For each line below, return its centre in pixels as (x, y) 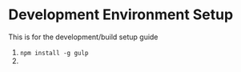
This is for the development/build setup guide (83, 37)
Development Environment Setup (121, 15)
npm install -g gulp (54, 53)
